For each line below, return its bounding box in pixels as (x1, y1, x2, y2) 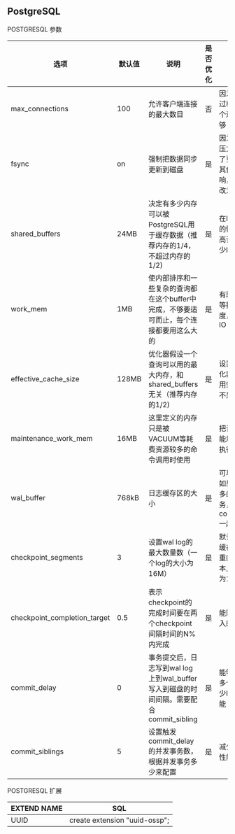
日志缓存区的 (148, 488, 191, 497)
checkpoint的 (148, 598, 192, 607)
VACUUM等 (148, 434, 187, 444)
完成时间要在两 (148, 608, 198, 618)
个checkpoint (148, 619, 192, 628)
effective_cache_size (10, 374, 80, 383)
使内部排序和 (148, 273, 191, 283)
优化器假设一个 (148, 349, 198, 359)
